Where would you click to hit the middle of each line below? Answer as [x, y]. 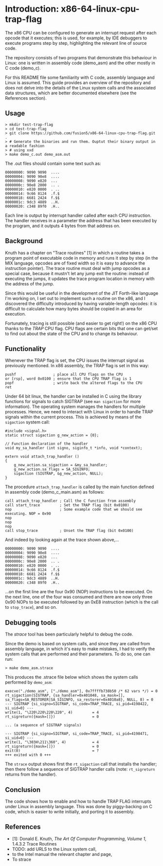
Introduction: [32, 9]
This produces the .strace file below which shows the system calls [72, 677]
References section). [26, 98]
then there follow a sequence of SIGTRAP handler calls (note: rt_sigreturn [80, 769]
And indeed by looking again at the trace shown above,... [62, 540]
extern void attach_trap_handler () [42, 457]
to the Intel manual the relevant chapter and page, [62, 854]
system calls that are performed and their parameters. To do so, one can [78, 654]
